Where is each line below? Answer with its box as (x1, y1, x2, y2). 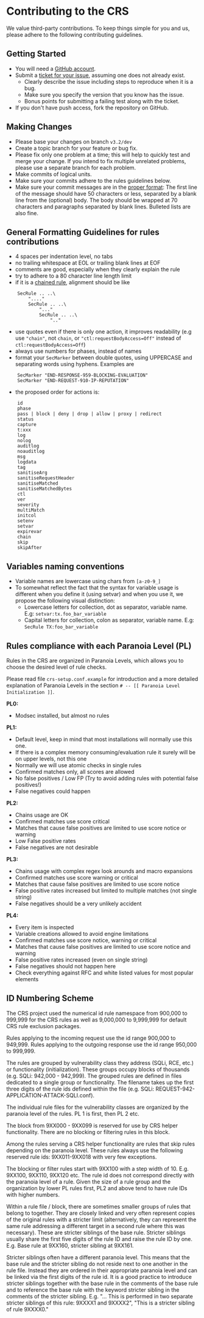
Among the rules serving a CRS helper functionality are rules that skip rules (6, 1140, 195, 1147)
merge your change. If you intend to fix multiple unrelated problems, (15, 157, 186, 164)
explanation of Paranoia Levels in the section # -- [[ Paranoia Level (6, 682, 180, 689)
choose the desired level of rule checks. (6, 663, 107, 671)
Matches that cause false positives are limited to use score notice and (15, 943, 191, 950)
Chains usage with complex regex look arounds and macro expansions (15, 867, 193, 875)
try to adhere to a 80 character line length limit (15, 272, 132, 279)
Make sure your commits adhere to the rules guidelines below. (15, 177, 172, 184)
